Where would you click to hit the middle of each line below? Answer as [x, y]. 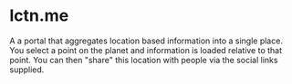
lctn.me [39, 16]
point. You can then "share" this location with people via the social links [144, 60]
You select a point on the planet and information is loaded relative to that [146, 50]
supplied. [27, 70]
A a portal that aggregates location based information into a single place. [146, 41]
